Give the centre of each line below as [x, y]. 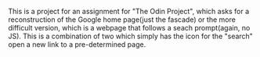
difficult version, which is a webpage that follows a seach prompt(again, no [129, 28]
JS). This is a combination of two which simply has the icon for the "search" [130, 36]
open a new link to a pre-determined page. [77, 45]
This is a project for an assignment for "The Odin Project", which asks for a [129, 11]
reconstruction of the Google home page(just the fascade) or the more [122, 20]
